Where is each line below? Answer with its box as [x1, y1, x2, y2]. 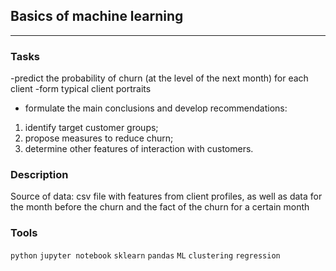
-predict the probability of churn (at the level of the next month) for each [10, 72, 309, 84]
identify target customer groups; [24, 122, 159, 134]
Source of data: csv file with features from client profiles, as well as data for [10, 190, 323, 203]
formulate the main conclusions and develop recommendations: [24, 102, 288, 114]
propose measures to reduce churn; [24, 132, 174, 144]
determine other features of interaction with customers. [24, 143, 254, 155]
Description [10, 168, 69, 182]
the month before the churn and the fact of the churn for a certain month [10, 201, 310, 213]
